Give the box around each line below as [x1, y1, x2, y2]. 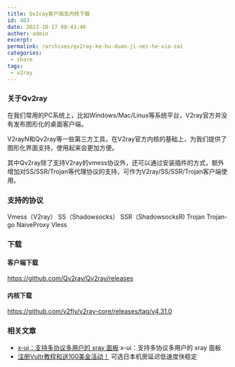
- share [10, 56, 33, 63]
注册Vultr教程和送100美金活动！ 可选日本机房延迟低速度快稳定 [17, 352, 198, 361]
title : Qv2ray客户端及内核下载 [7, 10, 90, 18]
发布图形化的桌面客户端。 [13, 120, 88, 128]
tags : [7, 63, 23, 70]
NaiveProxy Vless [16, 221, 67, 229]
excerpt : [7, 37, 33, 44]
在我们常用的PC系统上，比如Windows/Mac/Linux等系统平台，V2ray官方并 [7, 110, 222, 120]
